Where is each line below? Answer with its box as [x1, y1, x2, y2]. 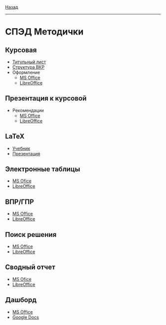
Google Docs [12, 314, 39, 320]
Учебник [12, 145, 31, 151]
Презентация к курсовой [5, 94, 87, 103]
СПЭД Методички [5, 26, 84, 38]
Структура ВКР [12, 64, 45, 70]
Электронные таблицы [5, 165, 81, 174]
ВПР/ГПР [5, 197, 34, 206]
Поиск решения [5, 230, 57, 239]
